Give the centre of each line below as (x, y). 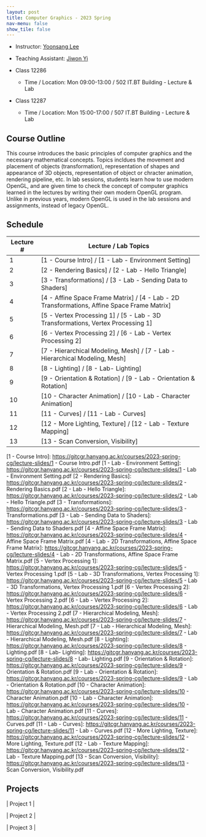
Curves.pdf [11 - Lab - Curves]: (45, 724)
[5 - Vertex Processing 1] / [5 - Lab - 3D (101, 315)
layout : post (23, 12)
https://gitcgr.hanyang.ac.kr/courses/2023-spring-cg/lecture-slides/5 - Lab (102, 580)
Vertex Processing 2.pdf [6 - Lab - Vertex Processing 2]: (78, 600)
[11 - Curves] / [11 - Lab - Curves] (93, 413)
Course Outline (36, 138)
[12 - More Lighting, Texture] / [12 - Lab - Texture (115, 423)
